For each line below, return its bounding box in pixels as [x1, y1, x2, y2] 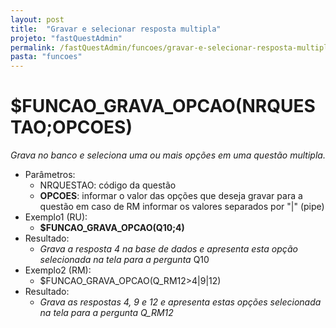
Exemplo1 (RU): [24, 211, 88, 223]
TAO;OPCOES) [10, 116, 133, 139]
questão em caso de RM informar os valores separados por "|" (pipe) [39, 201, 325, 213]
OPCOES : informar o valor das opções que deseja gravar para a [39, 190, 303, 202]
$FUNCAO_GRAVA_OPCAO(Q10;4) [39, 222, 185, 234]
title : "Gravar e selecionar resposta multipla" [10, 24, 222, 34]
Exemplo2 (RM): [24, 264, 92, 276]
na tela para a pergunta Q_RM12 [39, 307, 174, 319]
